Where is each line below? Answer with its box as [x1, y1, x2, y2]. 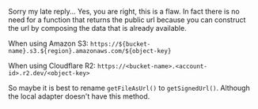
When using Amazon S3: [8, 39, 89, 48]
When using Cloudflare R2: [8, 61, 97, 70]
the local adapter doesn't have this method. [8, 92, 150, 101]
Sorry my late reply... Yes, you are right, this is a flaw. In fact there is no [8, 7, 240, 16]
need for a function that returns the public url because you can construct [8, 15, 246, 24]
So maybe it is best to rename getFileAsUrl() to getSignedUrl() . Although [8, 83, 251, 92]
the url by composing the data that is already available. [8, 24, 188, 32]
